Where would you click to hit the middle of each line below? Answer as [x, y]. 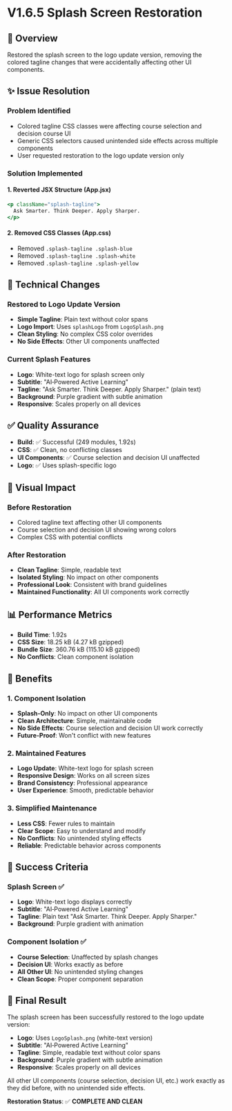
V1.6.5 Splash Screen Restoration [105, 13]
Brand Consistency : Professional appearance [83, 783]
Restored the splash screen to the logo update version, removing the [105, 55]
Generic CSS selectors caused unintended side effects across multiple [118, 140]
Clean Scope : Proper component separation [80, 979]
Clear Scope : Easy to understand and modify [81, 830]
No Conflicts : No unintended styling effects [79, 838]
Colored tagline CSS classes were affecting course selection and [109, 126]
